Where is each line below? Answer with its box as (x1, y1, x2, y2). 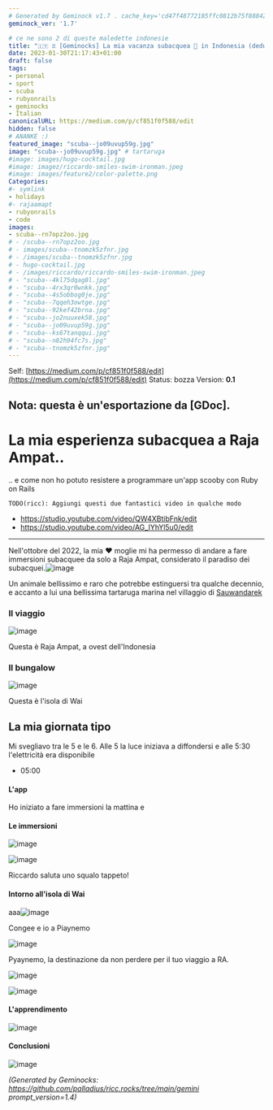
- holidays (8, 193, 45, 201)
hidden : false (8, 125, 57, 133)
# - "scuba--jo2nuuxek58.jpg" (8, 314, 111, 322)
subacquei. (8, 562, 46, 573)
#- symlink (8, 185, 45, 193)
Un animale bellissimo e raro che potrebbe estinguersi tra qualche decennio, (8, 579, 264, 588)
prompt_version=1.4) (8, 1092, 77, 1102)
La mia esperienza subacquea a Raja (8, 431, 260, 449)
